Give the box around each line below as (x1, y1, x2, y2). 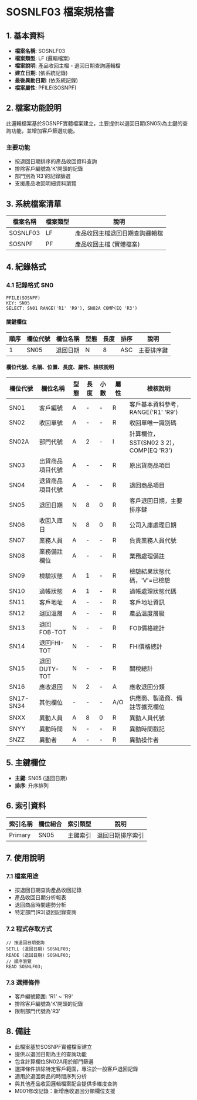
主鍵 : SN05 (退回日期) (14, 774, 67, 781)
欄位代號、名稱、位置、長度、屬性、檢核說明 (6, 363, 114, 371)
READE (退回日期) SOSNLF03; (6, 952, 72, 958)
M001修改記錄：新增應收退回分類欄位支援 (14, 1087, 116, 1094)
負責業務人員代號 (129, 536, 177, 545)
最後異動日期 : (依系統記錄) (14, 77, 78, 84)
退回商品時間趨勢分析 (14, 902, 66, 909)
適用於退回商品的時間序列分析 (14, 1072, 87, 1079)
